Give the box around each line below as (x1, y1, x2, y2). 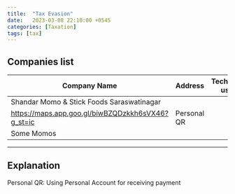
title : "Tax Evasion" (7, 10, 73, 18)
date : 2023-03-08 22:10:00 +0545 (7, 17, 111, 24)
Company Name (62, 81, 117, 91)
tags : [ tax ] (7, 29, 42, 37)
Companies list (7, 55, 75, 67)
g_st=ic (10, 117, 35, 127)
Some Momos (10, 129, 57, 139)
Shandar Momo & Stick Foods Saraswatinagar (10, 97, 162, 107)
